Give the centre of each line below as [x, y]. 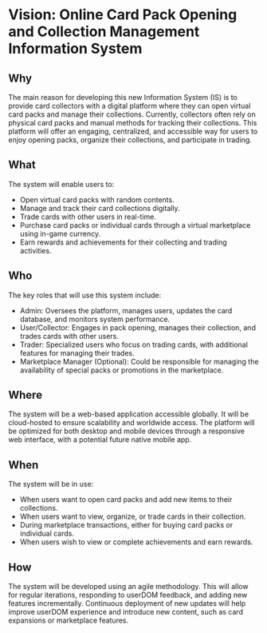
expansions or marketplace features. [69, 620]
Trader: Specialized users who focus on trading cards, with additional [134, 344]
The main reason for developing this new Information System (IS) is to [123, 97]
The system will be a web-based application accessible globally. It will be [129, 414]
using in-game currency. [60, 233]
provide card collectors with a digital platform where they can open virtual [130, 106]
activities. [35, 250]
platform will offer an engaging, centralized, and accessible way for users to [133, 131]
